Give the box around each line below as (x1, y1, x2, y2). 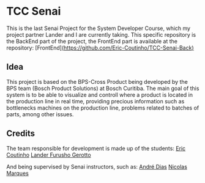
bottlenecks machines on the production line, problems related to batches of (6, 104, 199, 111)
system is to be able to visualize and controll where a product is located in (6, 91, 193, 99)
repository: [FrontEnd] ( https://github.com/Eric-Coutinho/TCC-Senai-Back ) (6, 44, 194, 51)
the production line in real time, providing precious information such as (6, 97, 185, 105)
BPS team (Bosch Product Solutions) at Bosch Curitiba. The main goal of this (6, 84, 199, 92)
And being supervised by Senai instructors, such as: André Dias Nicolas (6, 163, 188, 170)
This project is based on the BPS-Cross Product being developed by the (6, 78, 188, 85)
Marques (6, 170, 29, 177)
